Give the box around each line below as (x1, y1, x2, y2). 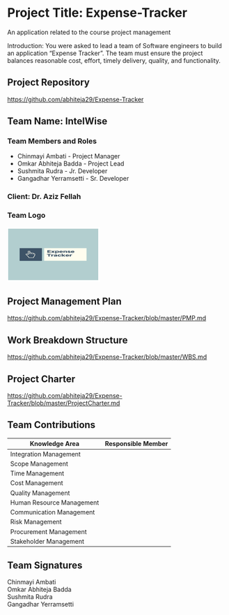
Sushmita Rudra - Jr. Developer (17, 167, 108, 175)
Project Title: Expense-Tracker (7, 5, 188, 21)
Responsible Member (104, 440, 168, 448)
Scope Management (10, 459, 68, 468)
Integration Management (10, 450, 81, 458)
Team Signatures (7, 559, 83, 571)
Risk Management (10, 518, 62, 526)
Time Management (10, 469, 65, 477)
